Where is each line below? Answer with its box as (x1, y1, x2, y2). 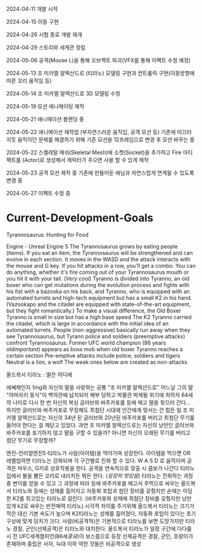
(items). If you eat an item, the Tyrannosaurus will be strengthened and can (6, 249, 193, 256)
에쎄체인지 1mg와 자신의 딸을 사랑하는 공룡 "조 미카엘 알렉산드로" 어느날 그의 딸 (6, 383, 194, 391)
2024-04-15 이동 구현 (6, 18, 59, 25)
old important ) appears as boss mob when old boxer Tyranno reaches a (6, 345, 183, 352)
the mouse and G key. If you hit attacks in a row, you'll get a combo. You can (6, 262, 196, 269)
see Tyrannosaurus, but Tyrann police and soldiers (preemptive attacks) (6, 332, 186, 340)
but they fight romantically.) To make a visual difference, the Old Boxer (6, 307, 181, 314)
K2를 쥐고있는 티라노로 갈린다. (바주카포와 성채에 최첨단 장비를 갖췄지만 (12, 494, 181, 502)
